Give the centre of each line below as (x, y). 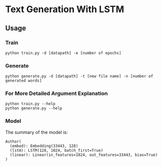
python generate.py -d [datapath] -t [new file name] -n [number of (79, 76)
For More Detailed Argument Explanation (57, 93)
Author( (13, 141)
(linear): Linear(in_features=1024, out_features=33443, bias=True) (84, 155)
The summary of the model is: (37, 132)
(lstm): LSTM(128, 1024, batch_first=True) (56, 150)
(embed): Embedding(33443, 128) (44, 146)
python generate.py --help (34, 108)
